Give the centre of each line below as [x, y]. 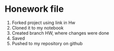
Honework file [34, 9]
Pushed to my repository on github [47, 43]
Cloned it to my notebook [38, 27]
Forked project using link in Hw [43, 23]
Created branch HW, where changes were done [60, 33]
